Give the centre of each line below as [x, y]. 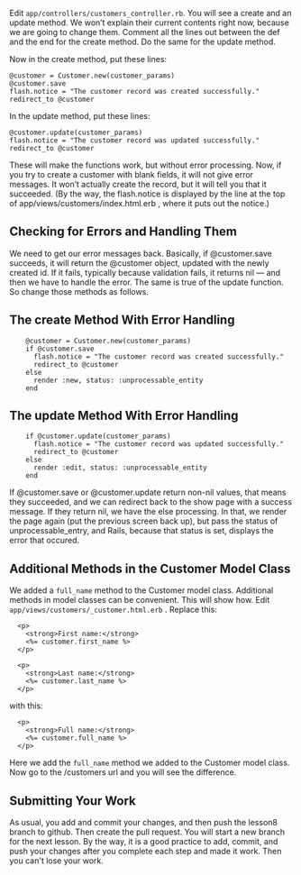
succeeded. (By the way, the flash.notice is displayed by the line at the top [147, 194]
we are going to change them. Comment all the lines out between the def [145, 32]
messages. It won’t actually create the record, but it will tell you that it [138, 184]
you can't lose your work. [56, 861]
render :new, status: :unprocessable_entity [118, 380]
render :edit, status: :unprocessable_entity [120, 468]
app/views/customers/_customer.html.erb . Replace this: [114, 610]
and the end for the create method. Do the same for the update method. [143, 41]
